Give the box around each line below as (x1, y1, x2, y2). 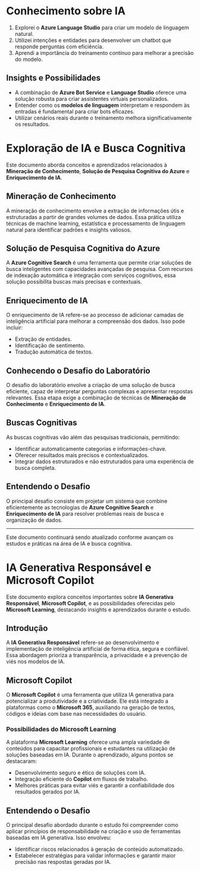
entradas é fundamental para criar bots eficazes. (14, 107, 135, 115)
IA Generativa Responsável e (6, 561, 152, 574)
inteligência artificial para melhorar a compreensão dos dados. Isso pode (6, 318, 186, 325)
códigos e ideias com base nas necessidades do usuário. (6, 710, 147, 718)
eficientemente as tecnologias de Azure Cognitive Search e (6, 503, 154, 511)
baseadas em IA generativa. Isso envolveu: (6, 834, 112, 841)
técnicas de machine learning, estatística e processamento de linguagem (6, 220, 186, 227)
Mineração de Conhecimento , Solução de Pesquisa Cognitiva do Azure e (6, 167, 190, 174)
